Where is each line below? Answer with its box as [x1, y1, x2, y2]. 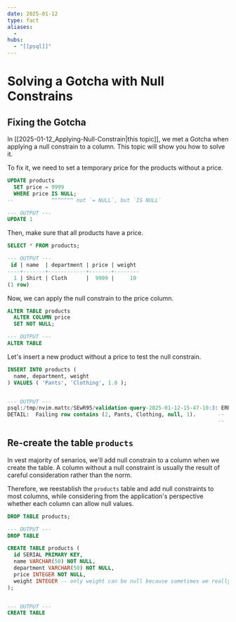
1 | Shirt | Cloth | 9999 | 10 [13, 274, 137, 281]
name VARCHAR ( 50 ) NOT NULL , [13, 558, 96, 565]
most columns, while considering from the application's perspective [7, 492, 204, 500]
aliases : [7, 23, 33, 30]
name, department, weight [13, 372, 90, 380]
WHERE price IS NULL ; [13, 190, 77, 197]
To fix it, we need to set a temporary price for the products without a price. [7, 163, 223, 172]
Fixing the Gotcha [7, 116, 86, 128]
